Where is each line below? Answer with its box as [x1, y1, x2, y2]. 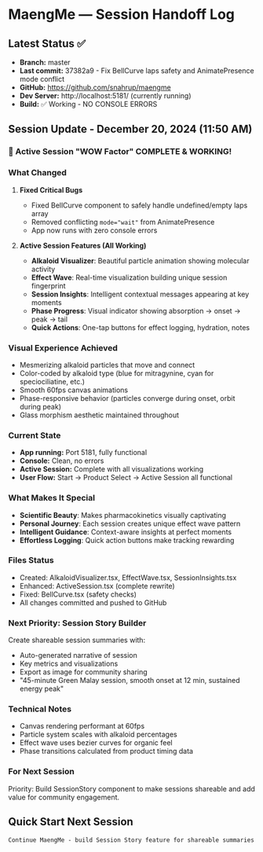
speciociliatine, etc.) [19, 376, 85, 386]
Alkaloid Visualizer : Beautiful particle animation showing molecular [31, 255, 250, 265]
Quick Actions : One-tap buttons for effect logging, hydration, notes [31, 322, 250, 332]
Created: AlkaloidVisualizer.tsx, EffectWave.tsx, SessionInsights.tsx [19, 572, 237, 582]
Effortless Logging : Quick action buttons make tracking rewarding [19, 535, 235, 545]
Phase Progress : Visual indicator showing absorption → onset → [31, 306, 241, 315]
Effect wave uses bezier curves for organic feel [19, 738, 173, 747]
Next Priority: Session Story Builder [8, 617, 147, 628]
